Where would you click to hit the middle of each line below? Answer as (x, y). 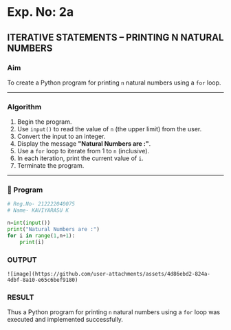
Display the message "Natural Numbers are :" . (84, 144)
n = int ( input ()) (29, 223)
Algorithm (24, 107)
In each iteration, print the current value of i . (80, 158)
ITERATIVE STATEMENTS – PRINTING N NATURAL (115, 37)
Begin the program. (44, 122)
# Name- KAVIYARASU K (38, 210)
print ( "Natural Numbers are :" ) (53, 230)
